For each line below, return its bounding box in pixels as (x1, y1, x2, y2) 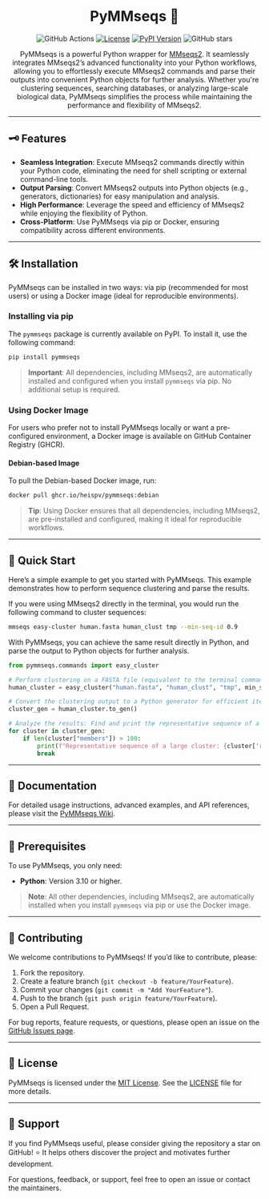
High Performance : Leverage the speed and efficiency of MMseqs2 (19, 199, 245, 209)
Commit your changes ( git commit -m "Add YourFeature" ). (19, 984, 214, 994)
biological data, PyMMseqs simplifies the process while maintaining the (16, 91, 253, 101)
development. (8, 1159, 54, 1169)
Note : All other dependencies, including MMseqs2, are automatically (27, 892, 255, 902)
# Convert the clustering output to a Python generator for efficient (8, 698, 249, 706)
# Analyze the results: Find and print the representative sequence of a (8, 720, 260, 728)
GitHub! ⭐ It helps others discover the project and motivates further (8, 1147, 231, 1157)
